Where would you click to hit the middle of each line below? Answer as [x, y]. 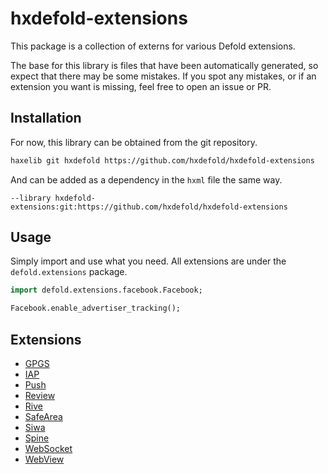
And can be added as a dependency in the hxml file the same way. [146, 179]
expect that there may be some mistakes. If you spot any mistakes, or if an [163, 76]
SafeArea [43, 416]
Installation [46, 118]
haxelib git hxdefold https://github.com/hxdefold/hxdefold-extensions [162, 160]
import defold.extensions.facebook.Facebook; [106, 290]
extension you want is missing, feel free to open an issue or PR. [141, 86]
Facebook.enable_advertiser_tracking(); [96, 308]
